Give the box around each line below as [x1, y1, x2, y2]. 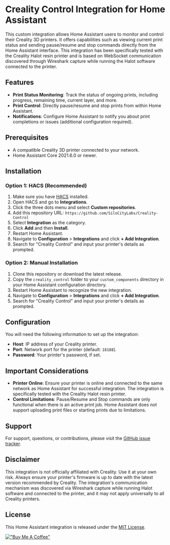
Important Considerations [5, 366, 89, 375]
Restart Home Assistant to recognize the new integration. [12, 287, 132, 293]
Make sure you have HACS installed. [12, 194, 89, 200]
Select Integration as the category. [12, 220, 86, 226]
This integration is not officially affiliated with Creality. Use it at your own [5, 468, 157, 475]
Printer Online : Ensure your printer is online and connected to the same [12, 380, 162, 386]
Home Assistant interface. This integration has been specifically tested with [5, 47, 163, 53]
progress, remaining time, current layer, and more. [12, 97, 118, 103]
